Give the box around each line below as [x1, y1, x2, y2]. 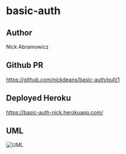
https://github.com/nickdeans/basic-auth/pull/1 [6, 76, 120, 83]
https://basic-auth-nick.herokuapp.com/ [6, 109, 104, 116]
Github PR [6, 60, 43, 70]
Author [6, 28, 32, 38]
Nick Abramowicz [6, 43, 49, 50]
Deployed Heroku [6, 93, 71, 103]
